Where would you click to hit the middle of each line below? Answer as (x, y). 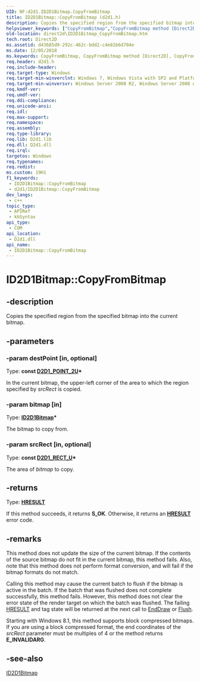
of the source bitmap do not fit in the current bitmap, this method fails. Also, (99, 560)
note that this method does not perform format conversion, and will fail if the (100, 566)
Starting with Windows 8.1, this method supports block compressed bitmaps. (100, 621)
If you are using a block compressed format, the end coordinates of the (94, 627)
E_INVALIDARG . (26, 640)
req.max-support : (28, 117)
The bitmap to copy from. (37, 429)
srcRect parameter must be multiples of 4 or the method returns (85, 634)
